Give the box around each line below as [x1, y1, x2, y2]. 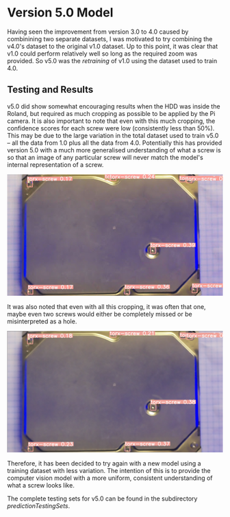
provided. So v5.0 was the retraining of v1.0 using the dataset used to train [7, 56, 218, 65]
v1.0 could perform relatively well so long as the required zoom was [7, 49, 198, 58]
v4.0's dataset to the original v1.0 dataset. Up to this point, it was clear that [7, 42, 218, 50]
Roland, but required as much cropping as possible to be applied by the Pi [7, 109, 216, 117]
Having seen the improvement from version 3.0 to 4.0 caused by [7, 27, 189, 36]
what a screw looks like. [7, 481, 75, 490]
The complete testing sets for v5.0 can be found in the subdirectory [7, 494, 198, 503]
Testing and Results [7, 84, 94, 95]
